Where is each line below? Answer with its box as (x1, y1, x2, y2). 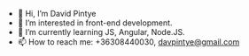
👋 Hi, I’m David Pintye (17, 9, 97, 18)
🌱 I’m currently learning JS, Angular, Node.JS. (17, 27, 185, 37)
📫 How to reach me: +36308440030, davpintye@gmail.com (17, 37, 240, 47)
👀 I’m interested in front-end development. (17, 17, 173, 28)
